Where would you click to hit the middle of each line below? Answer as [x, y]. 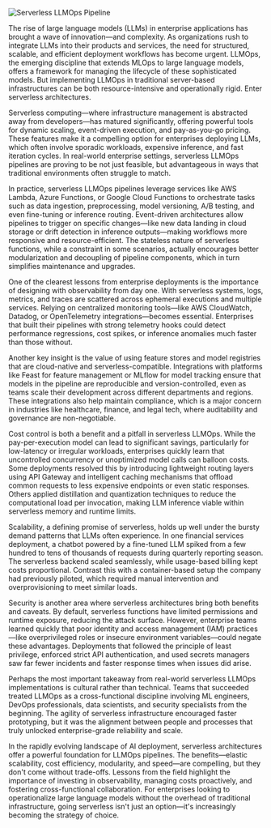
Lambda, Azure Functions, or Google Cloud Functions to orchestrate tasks [132, 197]
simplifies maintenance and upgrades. [72, 266]
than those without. [40, 342]
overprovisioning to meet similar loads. [73, 587]
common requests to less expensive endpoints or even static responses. [129, 485]
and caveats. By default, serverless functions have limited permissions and [133, 611]
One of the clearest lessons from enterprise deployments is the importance [133, 282]
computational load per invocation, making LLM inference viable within [126, 503]
